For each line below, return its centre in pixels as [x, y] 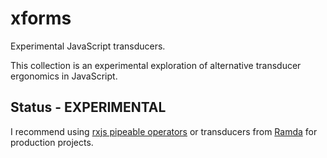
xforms [41, 18]
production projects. [52, 142]
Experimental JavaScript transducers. [88, 46]
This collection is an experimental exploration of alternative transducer [156, 65]
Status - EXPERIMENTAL [88, 107]
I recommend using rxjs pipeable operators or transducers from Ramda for [164, 131]
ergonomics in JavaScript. [64, 76]
